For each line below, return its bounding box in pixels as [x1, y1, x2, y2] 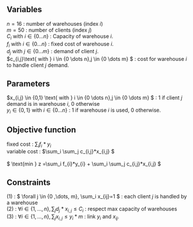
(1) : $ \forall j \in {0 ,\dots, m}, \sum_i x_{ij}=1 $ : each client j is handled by [6, 193, 187, 200]
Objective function [6, 125, 77, 135]
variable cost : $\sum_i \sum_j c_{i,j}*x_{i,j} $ [6, 148, 115, 155]
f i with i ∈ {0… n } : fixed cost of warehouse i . [6, 40, 114, 49]
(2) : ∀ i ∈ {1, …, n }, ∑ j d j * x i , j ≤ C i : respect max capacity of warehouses [6, 205, 177, 214]
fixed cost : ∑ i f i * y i [6, 140, 51, 149]
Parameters [6, 78, 50, 88]
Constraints [6, 177, 51, 187]
